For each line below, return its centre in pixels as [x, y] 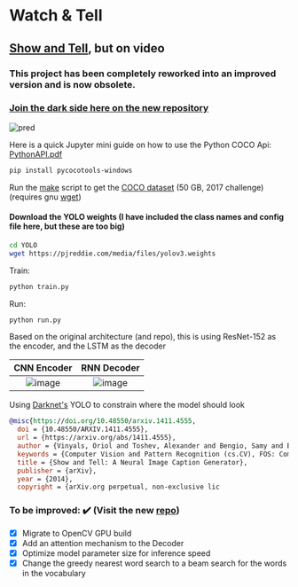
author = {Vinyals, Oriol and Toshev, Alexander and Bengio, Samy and [150, 446]
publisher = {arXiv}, [57, 471]
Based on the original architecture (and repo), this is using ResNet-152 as [143, 337]
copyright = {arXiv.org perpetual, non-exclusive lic [118, 487]
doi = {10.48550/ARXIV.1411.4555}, [83, 430]
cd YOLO [24, 245]
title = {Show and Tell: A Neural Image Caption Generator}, [133, 462]
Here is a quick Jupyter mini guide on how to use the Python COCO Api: [141, 145]
